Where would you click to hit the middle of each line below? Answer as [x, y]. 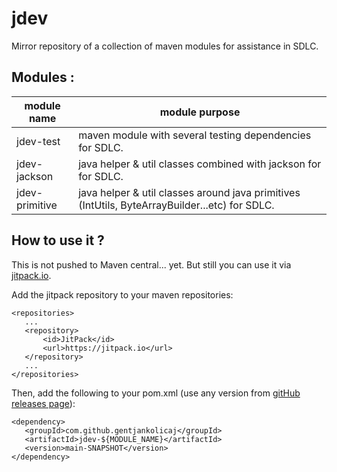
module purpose [200, 112]
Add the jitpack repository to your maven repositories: [122, 294]
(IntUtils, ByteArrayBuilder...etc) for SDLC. [176, 205]
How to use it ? [58, 240]
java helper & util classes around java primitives [189, 192]
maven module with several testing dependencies [195, 135]
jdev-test [38, 141]
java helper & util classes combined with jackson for [200, 164]
